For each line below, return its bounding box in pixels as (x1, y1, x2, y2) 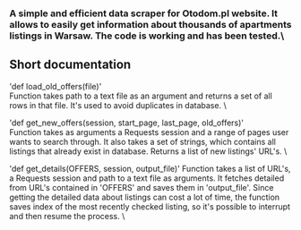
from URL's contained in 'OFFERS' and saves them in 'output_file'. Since (9, 182, 274, 192)
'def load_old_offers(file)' (9, 81, 102, 91)
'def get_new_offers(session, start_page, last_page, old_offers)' (9, 117, 245, 128)
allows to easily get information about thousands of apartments (9, 18, 292, 30)
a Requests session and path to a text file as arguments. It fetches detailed (9, 173, 285, 183)
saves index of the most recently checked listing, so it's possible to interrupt (9, 200, 291, 212)
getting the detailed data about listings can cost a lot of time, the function (9, 192, 280, 202)
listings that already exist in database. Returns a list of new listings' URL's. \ (9, 146, 288, 157)
